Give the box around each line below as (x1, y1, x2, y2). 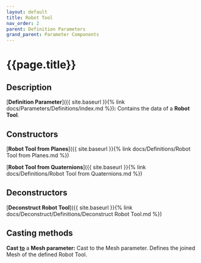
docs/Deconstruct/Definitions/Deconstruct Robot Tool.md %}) (6, 210, 163, 217)
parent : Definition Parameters (6, 26, 86, 32)
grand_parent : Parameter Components (6, 32, 99, 38)
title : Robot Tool (6, 15, 53, 21)
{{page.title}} (6, 58, 76, 72)
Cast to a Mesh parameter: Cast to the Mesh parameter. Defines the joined (6, 244, 196, 251)
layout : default (6, 9, 48, 15)
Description (6, 82, 52, 92)
